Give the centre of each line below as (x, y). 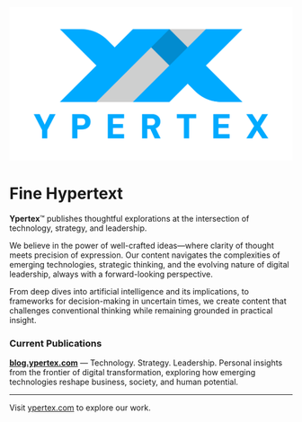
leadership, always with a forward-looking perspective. (111, 274)
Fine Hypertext (67, 193)
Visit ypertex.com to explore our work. (80, 408)
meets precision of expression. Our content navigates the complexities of (145, 255)
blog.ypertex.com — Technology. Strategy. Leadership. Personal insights (146, 363)
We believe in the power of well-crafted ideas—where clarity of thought (142, 246)
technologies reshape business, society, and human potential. (124, 382)
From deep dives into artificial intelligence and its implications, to (129, 292)
